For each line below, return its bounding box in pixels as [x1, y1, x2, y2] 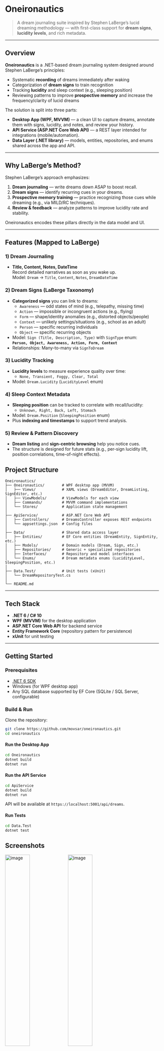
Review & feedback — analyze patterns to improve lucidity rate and [12, 205, 148, 210]
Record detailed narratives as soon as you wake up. [12, 269, 116, 275]
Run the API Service [5, 772, 46, 778]
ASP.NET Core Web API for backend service [12, 623, 102, 629]
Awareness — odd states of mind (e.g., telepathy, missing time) [19, 303, 144, 309]
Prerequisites [5, 667, 38, 674]
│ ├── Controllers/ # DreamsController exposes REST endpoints [5, 517, 152, 522]
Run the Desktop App [5, 742, 49, 747]
